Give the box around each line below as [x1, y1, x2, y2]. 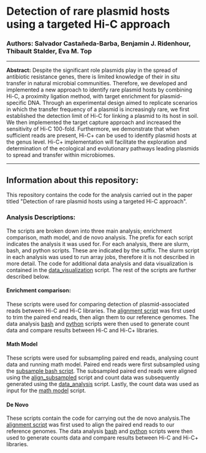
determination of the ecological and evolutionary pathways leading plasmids [6, 145, 199, 152]
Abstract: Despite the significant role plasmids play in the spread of [6, 66, 178, 74]
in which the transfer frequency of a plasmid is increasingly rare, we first [6, 106, 190, 113]
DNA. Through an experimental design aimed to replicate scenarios [28, 99, 198, 107]
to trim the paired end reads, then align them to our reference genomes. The [6, 313, 199, 320]
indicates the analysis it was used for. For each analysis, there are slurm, [6, 240, 190, 247]
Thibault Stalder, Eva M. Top [6, 47, 92, 56]
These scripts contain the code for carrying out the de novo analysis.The [6, 414, 191, 422]
